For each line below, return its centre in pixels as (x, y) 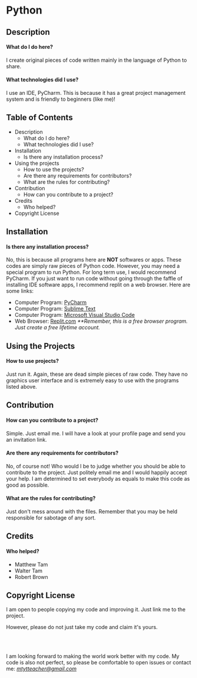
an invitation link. (26, 439)
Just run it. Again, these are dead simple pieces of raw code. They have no (97, 374)
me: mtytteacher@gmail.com (41, 669)
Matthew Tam (31, 564)
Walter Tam (29, 570)
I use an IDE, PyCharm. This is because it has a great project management (96, 92)
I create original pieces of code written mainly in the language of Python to (96, 60)
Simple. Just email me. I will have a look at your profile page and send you (96, 433)
